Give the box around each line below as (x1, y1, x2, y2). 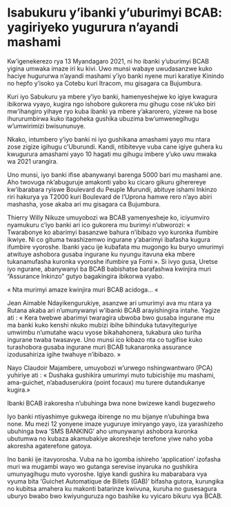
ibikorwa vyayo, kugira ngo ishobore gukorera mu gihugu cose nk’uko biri (7, 99, 216, 108)
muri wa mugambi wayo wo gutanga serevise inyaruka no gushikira (7, 462, 199, 470)
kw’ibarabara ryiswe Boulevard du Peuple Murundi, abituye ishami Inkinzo (7, 185, 217, 193)
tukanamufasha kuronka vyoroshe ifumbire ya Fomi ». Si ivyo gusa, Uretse (7, 257, 219, 265)
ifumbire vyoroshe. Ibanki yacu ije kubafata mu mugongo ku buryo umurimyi (7, 242, 224, 251)
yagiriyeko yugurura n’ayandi (7, 19, 179, 35)
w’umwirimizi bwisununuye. (7, 122, 86, 130)
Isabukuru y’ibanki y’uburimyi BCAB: (7, 5, 223, 21)
